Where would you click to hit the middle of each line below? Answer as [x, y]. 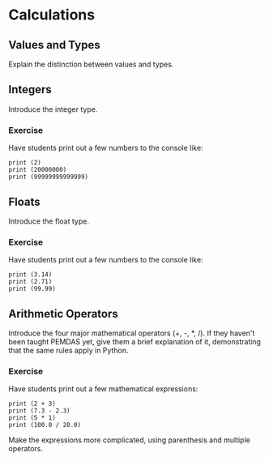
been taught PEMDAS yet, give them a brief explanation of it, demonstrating [135, 342]
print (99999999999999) [49, 177]
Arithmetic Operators [64, 314]
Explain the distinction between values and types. [91, 64]
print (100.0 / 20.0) [45, 425]
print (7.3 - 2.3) [39, 411]
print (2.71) [30, 282]
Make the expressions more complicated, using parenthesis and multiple [130, 440]
